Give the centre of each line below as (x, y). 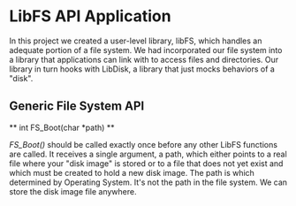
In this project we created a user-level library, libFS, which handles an (136, 41)
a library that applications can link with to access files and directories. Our (144, 59)
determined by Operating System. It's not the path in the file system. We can (148, 182)
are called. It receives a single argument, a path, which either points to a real (148, 154)
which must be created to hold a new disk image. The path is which (132, 172)
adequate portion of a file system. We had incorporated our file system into (146, 50)
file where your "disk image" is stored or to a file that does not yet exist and (146, 163)
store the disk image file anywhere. (73, 191)
